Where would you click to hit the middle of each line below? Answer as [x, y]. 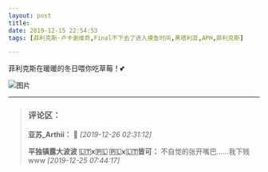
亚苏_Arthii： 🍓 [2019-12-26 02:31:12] [90, 134]
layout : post [30, 16]
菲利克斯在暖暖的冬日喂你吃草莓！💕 [67, 68]
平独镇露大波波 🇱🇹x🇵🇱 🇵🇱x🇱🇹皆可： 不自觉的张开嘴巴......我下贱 [138, 151]
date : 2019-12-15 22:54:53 [53, 30]
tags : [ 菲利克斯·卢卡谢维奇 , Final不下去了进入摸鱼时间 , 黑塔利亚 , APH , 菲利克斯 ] [126, 38]
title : [19, 23]
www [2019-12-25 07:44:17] [74, 160]
